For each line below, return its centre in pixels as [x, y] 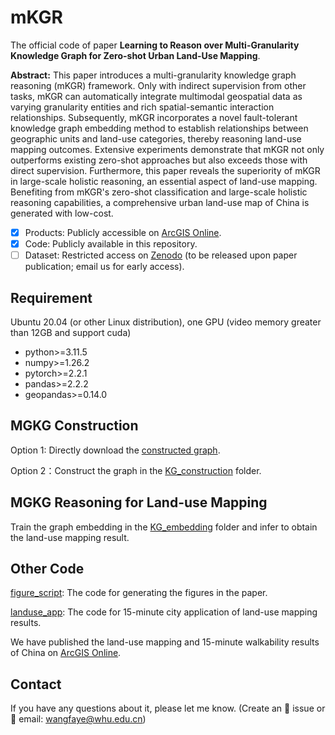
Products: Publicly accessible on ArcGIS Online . [123, 232]
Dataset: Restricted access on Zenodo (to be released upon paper [161, 255]
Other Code [47, 568]
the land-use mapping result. [70, 537]
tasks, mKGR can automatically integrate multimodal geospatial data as [156, 96]
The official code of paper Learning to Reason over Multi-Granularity [155, 45]
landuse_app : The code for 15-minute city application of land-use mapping [164, 612]
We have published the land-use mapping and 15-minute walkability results [165, 642]
